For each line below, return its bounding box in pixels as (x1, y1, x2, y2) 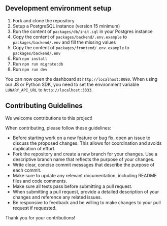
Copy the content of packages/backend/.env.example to (12, 34, 127, 40)
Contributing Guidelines (5, 102, 83, 110)
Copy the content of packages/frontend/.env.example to (12, 44, 129, 50)
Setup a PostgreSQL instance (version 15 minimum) (12, 23, 120, 29)
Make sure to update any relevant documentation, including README (12, 172, 157, 178)
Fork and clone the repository (12, 17, 75, 23)
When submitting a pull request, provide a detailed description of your (12, 188, 159, 195)
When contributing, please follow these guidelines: (5, 124, 112, 131)
